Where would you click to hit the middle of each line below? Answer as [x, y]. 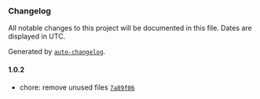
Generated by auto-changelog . [57, 52]
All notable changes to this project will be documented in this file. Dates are [130, 28]
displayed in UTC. [37, 36]
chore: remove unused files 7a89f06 [77, 87]
